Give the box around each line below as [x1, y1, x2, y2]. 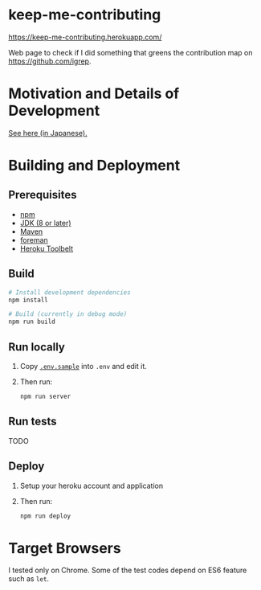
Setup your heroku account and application [19, 481, 163, 490]
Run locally [8, 340, 66, 354]
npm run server [19, 392, 71, 400]
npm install [8, 296, 48, 304]
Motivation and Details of [8, 84, 180, 103]
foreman [19, 235, 48, 244]
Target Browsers [8, 539, 122, 557]
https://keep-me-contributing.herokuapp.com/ [8, 32, 162, 42]
